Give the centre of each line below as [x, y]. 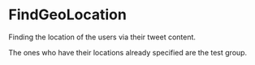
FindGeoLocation [68, 15]
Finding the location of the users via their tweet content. [102, 37]
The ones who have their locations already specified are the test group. [128, 52]
